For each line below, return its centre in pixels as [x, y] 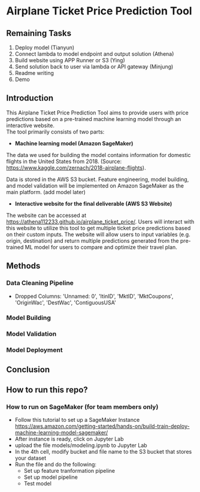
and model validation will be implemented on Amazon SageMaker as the [95, 185]
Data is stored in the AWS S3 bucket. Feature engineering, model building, [98, 179]
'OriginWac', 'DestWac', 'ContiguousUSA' [65, 302]
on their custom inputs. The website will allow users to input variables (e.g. [98, 234]
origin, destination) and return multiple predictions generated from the [93, 240]
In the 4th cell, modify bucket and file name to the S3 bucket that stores [103, 452]
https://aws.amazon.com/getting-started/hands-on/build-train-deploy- [102, 426]
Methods [23, 266]
